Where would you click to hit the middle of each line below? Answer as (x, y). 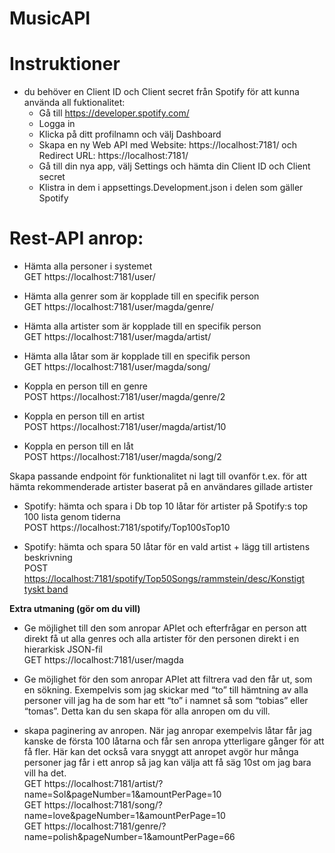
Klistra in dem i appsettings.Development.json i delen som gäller (171, 188)
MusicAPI (50, 18)
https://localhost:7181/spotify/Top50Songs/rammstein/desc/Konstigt (164, 579)
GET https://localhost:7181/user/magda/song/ (117, 367)
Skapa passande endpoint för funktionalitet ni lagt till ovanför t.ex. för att (158, 476)
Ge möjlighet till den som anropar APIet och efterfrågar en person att (165, 628)
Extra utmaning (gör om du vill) (75, 609)
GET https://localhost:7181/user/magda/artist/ (117, 337)
